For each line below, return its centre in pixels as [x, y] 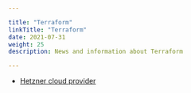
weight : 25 [26, 44]
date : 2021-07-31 [37, 37]
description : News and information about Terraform [95, 52]
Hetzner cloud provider [58, 81]
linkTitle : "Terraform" [48, 30]
